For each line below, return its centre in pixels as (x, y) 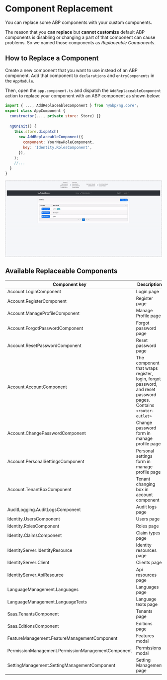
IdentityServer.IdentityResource (40, 550)
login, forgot (148, 379)
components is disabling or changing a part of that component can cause (80, 37)
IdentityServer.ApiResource (35, 575)
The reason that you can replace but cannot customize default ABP (75, 32)
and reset (146, 389)
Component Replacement (59, 9)
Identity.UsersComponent (34, 519)
